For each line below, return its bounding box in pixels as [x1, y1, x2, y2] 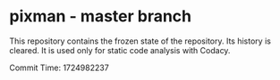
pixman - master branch [9, 6, 192, 27]
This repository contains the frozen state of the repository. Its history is [9, 36, 271, 46]
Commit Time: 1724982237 [9, 62, 109, 73]
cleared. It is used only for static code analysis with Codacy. [9, 44, 231, 55]
